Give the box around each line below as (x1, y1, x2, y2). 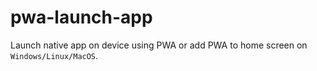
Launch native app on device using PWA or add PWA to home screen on (10, 39, 308, 51)
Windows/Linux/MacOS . (10, 49, 99, 61)
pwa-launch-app (10, 6, 153, 29)
